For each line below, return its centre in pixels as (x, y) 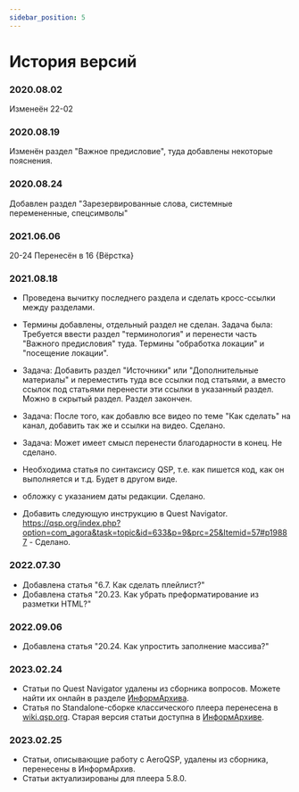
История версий (73, 61)
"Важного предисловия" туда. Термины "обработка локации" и (143, 343)
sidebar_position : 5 (48, 17)
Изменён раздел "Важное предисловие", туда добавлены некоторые (141, 152)
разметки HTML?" (57, 604)
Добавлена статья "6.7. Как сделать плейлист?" (113, 584)
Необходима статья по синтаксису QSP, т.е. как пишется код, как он (153, 470)
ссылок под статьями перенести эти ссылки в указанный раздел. (148, 390)
